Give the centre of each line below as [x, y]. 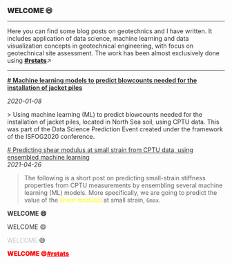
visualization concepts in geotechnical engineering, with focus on [100, 46]
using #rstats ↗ [29, 61]
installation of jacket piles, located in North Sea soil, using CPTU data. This [113, 122]
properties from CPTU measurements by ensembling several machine [123, 185]
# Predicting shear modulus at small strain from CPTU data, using [100, 150]
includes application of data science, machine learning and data [98, 39]
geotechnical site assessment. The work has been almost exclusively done [113, 53]
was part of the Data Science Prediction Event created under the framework [115, 129]
